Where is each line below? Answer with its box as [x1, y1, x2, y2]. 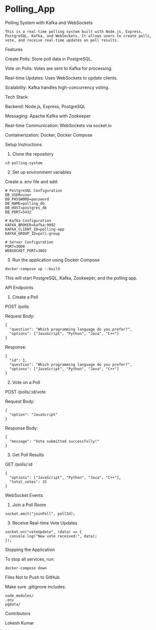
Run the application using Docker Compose [12, 257, 100, 263]
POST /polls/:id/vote [5, 389, 46, 395]
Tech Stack [5, 94, 28, 100]
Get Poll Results [12, 452, 44, 458]
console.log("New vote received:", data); [9, 534, 97, 539]
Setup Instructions [5, 141, 43, 147]
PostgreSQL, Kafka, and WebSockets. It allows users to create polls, [5, 33, 152, 38]
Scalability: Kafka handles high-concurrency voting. [5, 84, 110, 90]
